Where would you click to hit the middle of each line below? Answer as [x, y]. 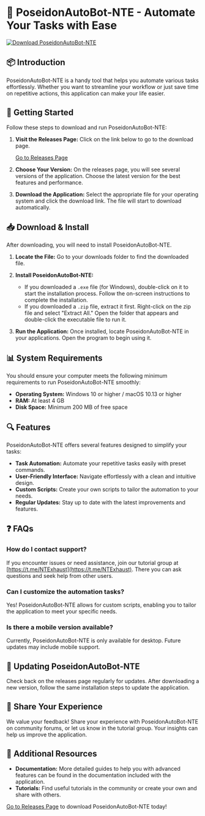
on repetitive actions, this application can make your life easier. [86, 93]
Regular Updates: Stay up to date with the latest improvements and [100, 502]
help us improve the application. [47, 735]
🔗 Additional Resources [52, 754]
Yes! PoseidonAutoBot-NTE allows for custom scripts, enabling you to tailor [101, 605]
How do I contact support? [47, 549]
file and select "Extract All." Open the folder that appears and [101, 313]
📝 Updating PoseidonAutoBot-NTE [73, 666]
